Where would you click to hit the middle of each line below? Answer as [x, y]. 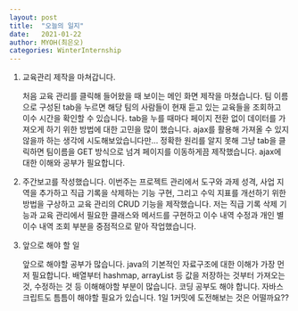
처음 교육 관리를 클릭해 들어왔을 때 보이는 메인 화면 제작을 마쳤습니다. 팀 [147, 96]
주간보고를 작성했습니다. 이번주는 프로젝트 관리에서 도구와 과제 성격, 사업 [148, 182]
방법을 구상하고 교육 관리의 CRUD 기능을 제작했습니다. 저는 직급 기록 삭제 [150, 204]
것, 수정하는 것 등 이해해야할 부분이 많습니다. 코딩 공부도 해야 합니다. [141, 287]
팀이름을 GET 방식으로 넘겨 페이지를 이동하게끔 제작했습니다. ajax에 [164, 151]
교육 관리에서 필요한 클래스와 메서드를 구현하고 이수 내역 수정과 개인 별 [161, 216]
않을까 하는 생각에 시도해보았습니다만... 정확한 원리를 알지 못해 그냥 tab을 [149, 141]
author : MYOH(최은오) [47, 42]
